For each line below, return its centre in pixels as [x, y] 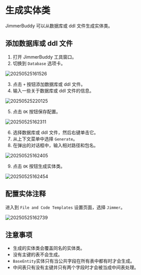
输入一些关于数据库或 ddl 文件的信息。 [53, 90]
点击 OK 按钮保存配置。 [36, 112]
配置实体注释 [26, 194]
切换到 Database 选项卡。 [39, 63]
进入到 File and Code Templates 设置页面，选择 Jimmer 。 [65, 207]
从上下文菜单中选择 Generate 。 [45, 139]
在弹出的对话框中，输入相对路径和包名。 [55, 145]
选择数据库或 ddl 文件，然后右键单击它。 [56, 132]
